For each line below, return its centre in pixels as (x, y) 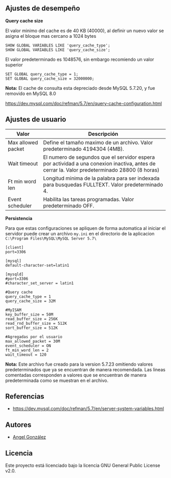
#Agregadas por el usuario (34, 337)
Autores (18, 425)
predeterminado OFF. (69, 205)
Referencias (25, 397)
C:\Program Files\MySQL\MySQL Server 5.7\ (51, 238)
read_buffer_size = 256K (32, 319)
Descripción (103, 134)
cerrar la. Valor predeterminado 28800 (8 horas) (101, 170)
